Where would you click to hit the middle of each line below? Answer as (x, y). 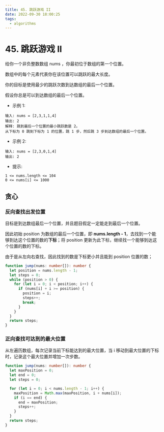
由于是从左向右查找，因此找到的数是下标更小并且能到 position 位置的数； (79, 256)
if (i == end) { (31, 398)
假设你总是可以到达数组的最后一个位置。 (46, 95)
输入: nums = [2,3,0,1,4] (31, 152)
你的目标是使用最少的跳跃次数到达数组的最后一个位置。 (61, 85)
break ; (29, 302)
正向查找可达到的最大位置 (35, 339)
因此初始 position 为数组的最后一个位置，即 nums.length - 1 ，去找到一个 (79, 234)
